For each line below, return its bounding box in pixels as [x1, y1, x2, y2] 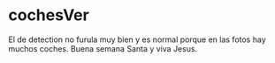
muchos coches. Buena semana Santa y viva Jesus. [8, 43, 198, 53]
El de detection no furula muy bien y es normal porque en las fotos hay [8, 34, 266, 45]
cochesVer [8, 5, 89, 25]
